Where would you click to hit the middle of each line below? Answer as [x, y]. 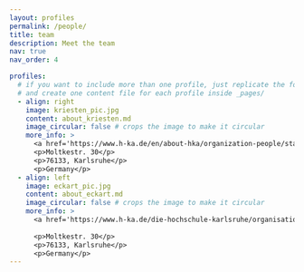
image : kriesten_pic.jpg [72, 110]
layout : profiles [42, 18]
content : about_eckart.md [75, 194]
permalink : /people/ [48, 26]
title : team [32, 34]
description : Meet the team [62, 43]
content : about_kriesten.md [78, 119]
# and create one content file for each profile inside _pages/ [141, 93]
